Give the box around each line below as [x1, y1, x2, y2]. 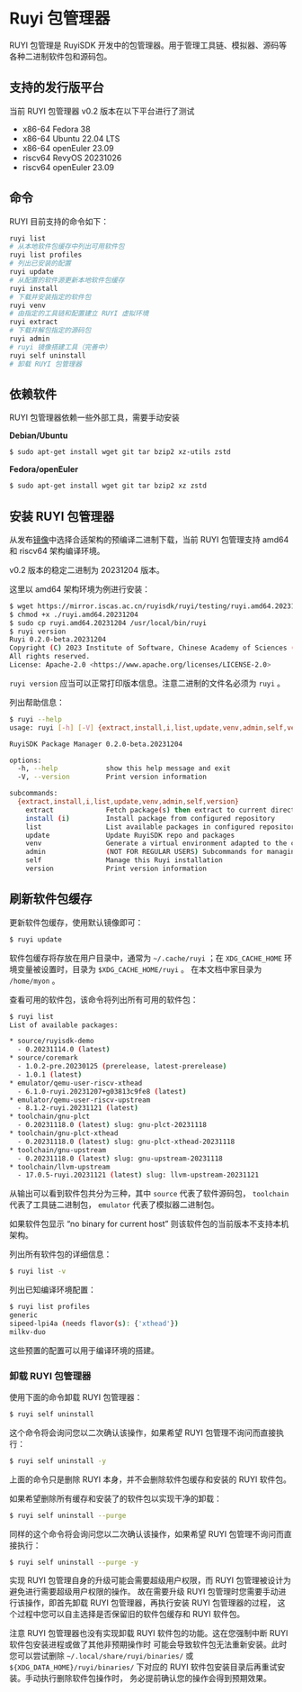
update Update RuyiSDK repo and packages [25, 831, 235, 840]
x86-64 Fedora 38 [22, 123, 92, 134]
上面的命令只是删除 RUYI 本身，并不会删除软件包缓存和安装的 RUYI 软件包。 [9, 1474, 292, 1485]
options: [9, 756, 42, 765]
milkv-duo [9, 1327, 47, 1336]
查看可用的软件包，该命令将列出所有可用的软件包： [9, 994, 199, 1005]
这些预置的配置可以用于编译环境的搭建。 [9, 1344, 159, 1356]
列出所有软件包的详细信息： [9, 1249, 112, 1260]
